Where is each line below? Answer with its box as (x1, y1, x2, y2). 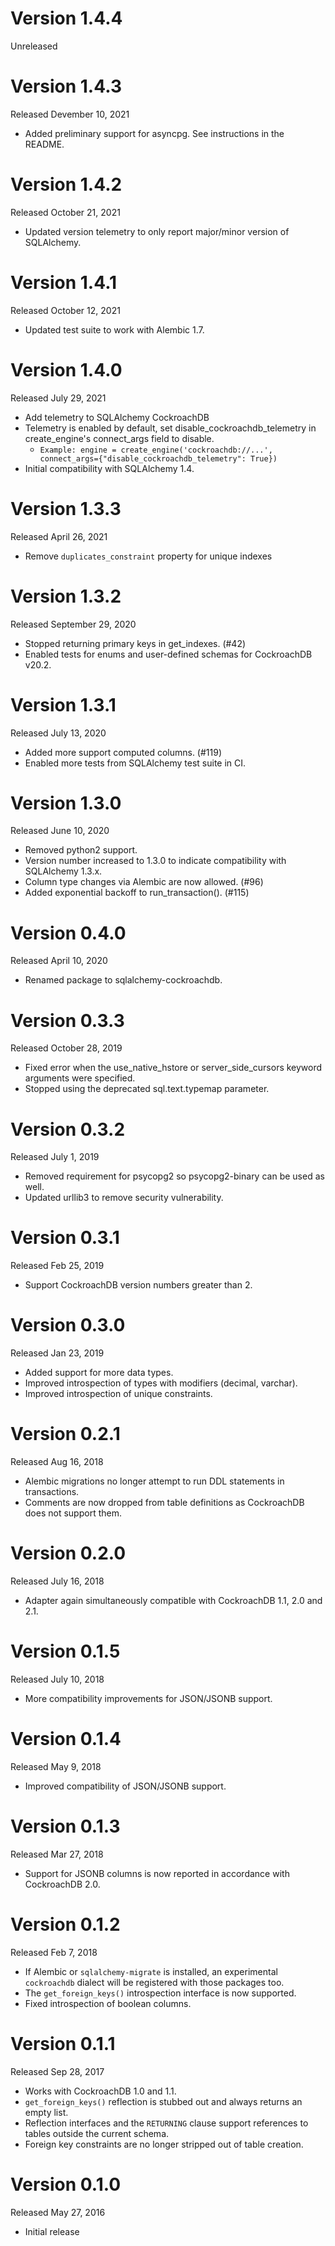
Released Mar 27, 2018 (10, 1848, 104, 1860)
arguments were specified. (24, 1072, 136, 1084)
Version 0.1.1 (10, 2032, 116, 2055)
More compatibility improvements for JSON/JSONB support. (24, 1692, 273, 1704)
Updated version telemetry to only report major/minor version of (24, 225, 290, 237)
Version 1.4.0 (10, 358, 123, 381)
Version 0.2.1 (10, 1423, 121, 1446)
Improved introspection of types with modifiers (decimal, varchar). (24, 1377, 298, 1389)
